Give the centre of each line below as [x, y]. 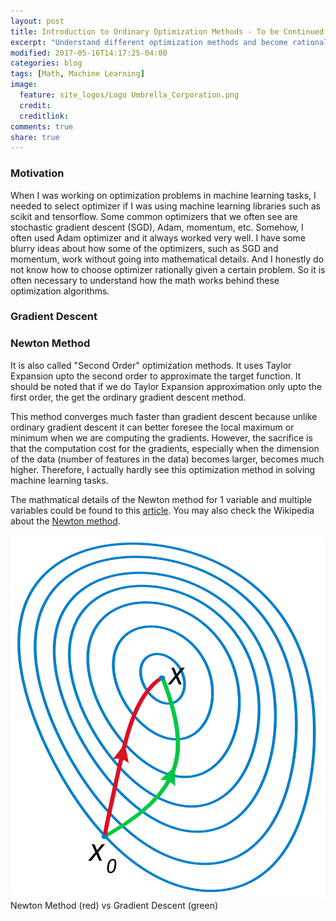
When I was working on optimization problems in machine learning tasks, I [163, 195]
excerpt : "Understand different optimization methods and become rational [169, 42]
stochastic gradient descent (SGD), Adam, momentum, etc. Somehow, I [157, 227]
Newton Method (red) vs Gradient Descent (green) [114, 905]
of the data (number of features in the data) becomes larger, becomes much [167, 459]
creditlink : [44, 116]
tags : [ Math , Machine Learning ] [77, 74]
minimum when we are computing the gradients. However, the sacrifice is [161, 437]
